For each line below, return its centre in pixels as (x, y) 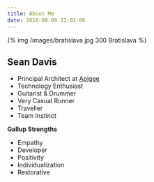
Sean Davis (32, 62)
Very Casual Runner (46, 101)
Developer (32, 150)
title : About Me (31, 14)
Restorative (33, 172)
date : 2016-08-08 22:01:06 (46, 20)
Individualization (41, 165)
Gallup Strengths (32, 129)
